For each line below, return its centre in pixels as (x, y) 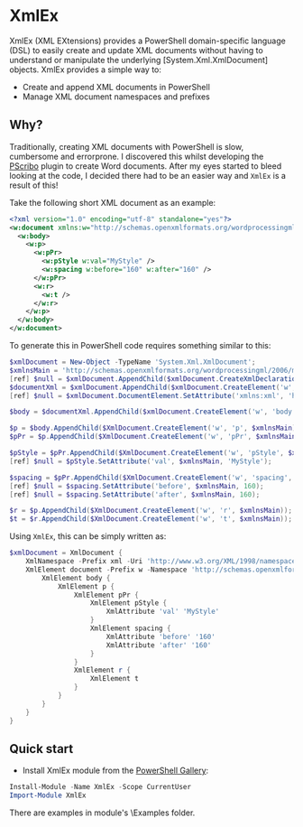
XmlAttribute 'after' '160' (159, 645)
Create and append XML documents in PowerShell (116, 87)
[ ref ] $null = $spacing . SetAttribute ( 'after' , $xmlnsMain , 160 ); (135, 494)
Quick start (41, 749)
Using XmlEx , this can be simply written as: (88, 536)
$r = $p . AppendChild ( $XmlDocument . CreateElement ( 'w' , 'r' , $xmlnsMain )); (151, 511)
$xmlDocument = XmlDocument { (66, 553)
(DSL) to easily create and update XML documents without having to (136, 50)
